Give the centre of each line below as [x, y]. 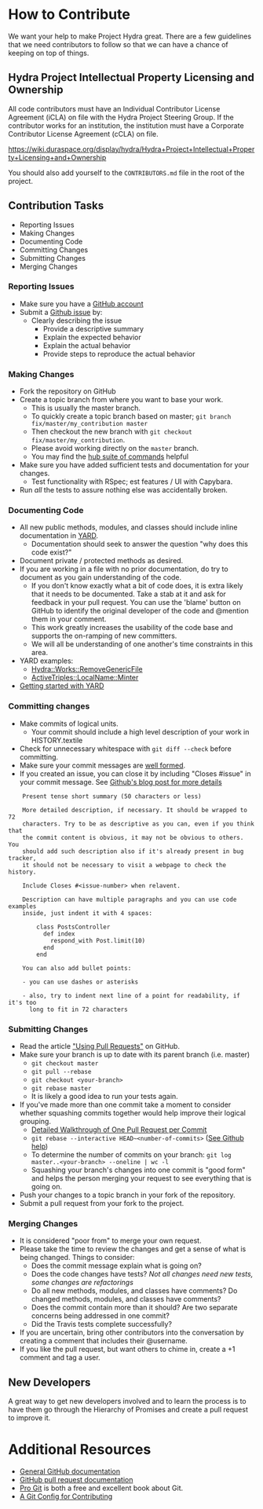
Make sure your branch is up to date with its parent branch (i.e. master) [135, 1055]
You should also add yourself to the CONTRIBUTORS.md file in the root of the [126, 172]
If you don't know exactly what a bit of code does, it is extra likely [137, 586]
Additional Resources [80, 1450]
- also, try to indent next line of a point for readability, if [131, 995]
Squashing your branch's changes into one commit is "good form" [138, 1170]
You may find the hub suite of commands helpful [110, 456]
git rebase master [61, 1089]
